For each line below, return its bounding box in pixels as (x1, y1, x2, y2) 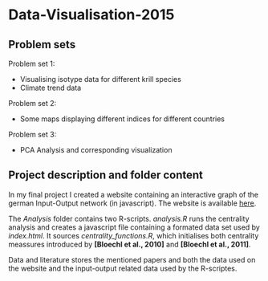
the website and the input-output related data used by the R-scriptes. (8, 263, 238, 273)
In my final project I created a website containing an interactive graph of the (8, 189, 259, 199)
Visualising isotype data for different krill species (19, 75, 182, 83)
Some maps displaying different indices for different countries (19, 114, 225, 124)
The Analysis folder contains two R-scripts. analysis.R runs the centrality (8, 214, 250, 223)
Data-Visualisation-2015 (8, 6, 175, 24)
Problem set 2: (8, 99, 57, 108)
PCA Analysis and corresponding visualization (19, 145, 173, 154)
